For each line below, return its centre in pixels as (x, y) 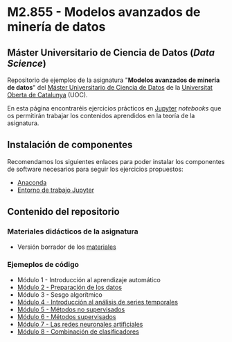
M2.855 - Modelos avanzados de (104, 12)
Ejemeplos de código (43, 265)
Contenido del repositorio (63, 212)
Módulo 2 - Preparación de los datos (70, 287)
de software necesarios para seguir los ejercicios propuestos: (95, 169)
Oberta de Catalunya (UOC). (47, 95)
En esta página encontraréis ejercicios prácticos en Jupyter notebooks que (114, 108)
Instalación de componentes (70, 145)
